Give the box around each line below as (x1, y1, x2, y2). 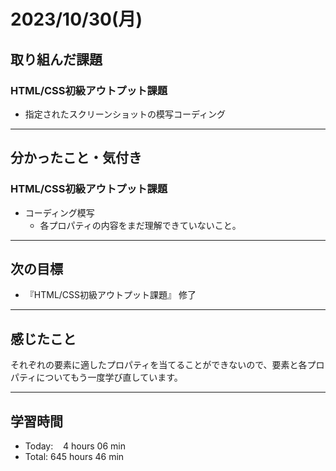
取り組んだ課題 (10, 51, 103, 68)
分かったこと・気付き (10, 150, 142, 167)
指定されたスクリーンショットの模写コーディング (24, 108, 227, 120)
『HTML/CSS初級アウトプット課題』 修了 (24, 289, 197, 301)
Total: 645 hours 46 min (24, 451, 125, 462)
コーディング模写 (24, 206, 95, 219)
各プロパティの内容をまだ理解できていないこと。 (39, 219, 242, 231)
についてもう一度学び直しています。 (36, 371, 183, 384)
